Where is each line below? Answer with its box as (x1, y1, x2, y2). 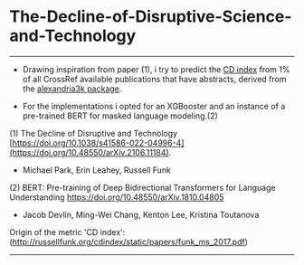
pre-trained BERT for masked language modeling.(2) (22, 110, 219, 121)
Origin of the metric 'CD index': (9, 226, 126, 237)
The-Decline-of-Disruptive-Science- (9, 6, 292, 27)
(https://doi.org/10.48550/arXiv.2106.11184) (9, 147, 169, 157)
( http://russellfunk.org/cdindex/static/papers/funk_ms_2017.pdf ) (9, 236, 249, 247)
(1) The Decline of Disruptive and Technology (9, 128, 178, 138)
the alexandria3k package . (22, 83, 122, 94)
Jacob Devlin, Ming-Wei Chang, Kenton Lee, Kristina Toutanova (22, 209, 260, 220)
